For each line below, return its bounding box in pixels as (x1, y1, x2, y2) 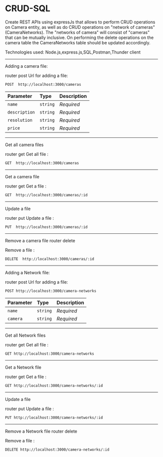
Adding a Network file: (5, 269, 50, 275)
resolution (7, 117, 33, 123)
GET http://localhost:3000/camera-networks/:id (5, 383, 103, 388)
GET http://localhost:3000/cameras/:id (5, 192, 88, 197)
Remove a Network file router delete (5, 428, 78, 434)
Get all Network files (5, 332, 46, 338)
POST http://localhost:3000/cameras (5, 82, 81, 87)
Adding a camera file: (5, 63, 48, 69)
